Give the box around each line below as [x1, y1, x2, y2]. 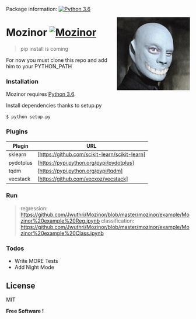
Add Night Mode [14, 263, 54, 271]
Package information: [6, 6, 58, 12]
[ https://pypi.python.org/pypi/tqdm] [37, 167, 123, 174]
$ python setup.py [6, 114, 51, 120]
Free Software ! [6, 307, 44, 314]
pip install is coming [20, 45, 69, 52]
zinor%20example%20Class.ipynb [20, 230, 104, 237]
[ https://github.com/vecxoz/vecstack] [37, 175, 128, 182]
